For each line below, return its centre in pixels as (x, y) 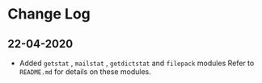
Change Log (49, 14)
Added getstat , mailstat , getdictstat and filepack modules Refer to (137, 63)
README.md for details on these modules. (85, 72)
